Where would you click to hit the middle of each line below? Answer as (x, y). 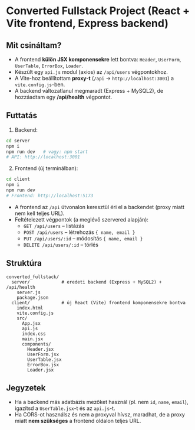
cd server (18, 141)
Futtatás (22, 115)
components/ (36, 344)
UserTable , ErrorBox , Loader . (49, 66)
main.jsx (32, 339)
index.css (34, 334)
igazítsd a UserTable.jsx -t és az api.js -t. (65, 408)
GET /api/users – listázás (54, 226)
